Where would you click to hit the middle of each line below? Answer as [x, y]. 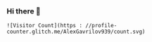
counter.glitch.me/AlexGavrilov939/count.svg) [76, 32]
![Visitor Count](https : [44, 26]
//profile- [101, 26]
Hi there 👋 [24, 11]
